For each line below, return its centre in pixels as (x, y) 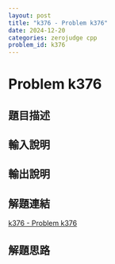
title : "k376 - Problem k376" (58, 23)
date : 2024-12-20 (37, 30)
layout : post (30, 15)
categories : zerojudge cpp (53, 38)
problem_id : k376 (37, 45)
